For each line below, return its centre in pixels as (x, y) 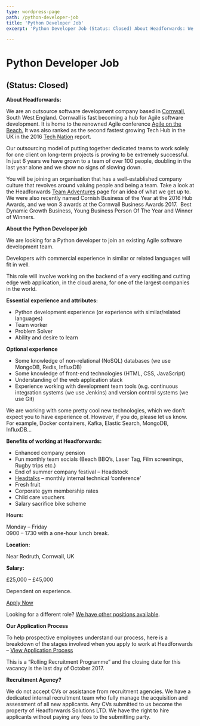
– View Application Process (40, 651)
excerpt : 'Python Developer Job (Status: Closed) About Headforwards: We (100, 28)
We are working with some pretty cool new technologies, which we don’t (96, 411)
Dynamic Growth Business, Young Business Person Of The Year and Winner (99, 211)
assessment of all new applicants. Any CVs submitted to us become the (94, 704)
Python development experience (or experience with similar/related (98, 312)
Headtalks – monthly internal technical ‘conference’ (78, 478)
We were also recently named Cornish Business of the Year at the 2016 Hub (99, 198)
